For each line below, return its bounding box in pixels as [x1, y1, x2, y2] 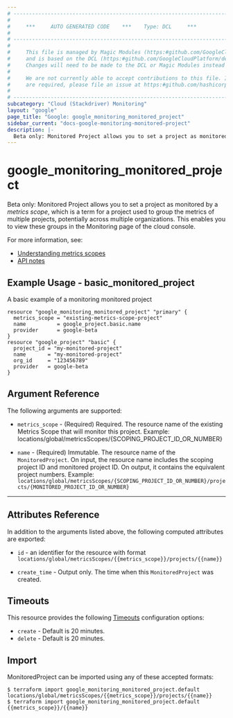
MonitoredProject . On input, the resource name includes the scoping [17, 455, 214, 463]
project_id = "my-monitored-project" [13, 345, 123, 352]
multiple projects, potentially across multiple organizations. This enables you [7, 215, 226, 223]
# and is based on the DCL [7, 55, 98, 62]
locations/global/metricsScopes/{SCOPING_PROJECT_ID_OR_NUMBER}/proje [17, 477, 226, 484]
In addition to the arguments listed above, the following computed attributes [7, 527, 224, 536]
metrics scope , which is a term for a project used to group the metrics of [7, 207, 215, 216]
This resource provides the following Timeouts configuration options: [7, 613, 205, 622]
